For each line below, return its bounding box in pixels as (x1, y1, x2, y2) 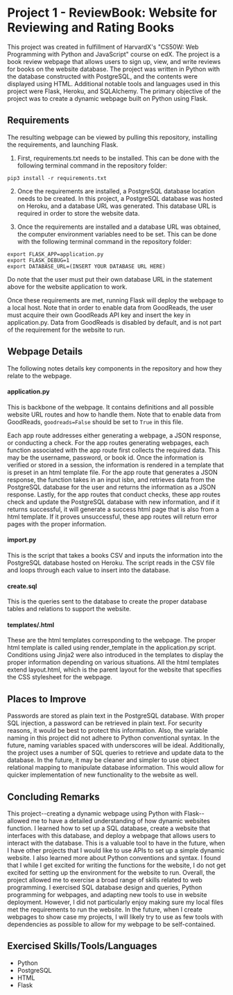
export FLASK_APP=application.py (7, 250, 104, 258)
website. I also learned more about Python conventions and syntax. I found (7, 854, 221, 861)
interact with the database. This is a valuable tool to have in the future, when (7, 839, 225, 847)
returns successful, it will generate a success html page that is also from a (7, 505, 220, 513)
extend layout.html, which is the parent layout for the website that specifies (7, 665, 222, 674)
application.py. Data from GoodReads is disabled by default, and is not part (7, 318, 222, 326)
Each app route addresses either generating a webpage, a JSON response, (7, 431, 222, 439)
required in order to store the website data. (17, 209, 140, 217)
